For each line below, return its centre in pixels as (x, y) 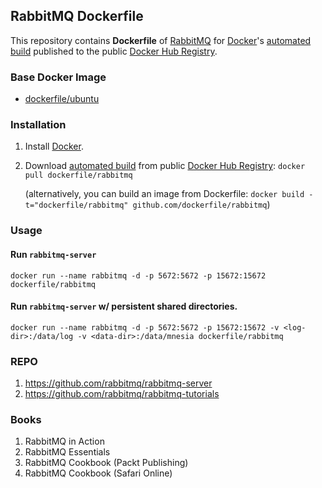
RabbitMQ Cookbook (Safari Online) (98, 473)
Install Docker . (54, 146)
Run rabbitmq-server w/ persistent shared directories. (124, 306)
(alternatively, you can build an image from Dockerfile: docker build (164, 194)
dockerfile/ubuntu (62, 99)
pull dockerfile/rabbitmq (78, 175)
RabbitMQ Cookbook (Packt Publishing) (106, 463)
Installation (38, 125)
